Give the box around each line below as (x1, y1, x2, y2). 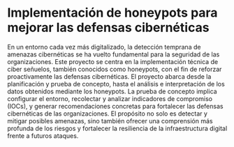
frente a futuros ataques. (7, 131, 79, 140)
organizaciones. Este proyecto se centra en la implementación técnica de (7, 57, 219, 65)
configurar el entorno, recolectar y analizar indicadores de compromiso (7, 94, 213, 102)
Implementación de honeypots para (7, 5, 218, 21)
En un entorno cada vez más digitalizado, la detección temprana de (7, 42, 201, 51)
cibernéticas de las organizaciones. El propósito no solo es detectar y (7, 109, 208, 118)
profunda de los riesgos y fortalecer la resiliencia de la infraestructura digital (7, 124, 228, 132)
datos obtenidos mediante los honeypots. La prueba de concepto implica (7, 87, 218, 95)
